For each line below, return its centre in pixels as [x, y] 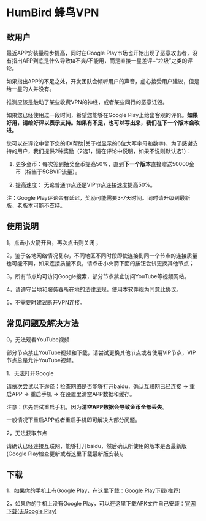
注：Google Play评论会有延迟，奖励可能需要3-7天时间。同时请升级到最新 [98, 198]
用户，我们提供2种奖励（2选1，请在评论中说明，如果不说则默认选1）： [104, 151]
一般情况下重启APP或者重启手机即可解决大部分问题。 [74, 420]
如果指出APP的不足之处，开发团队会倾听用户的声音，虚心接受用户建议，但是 [103, 81]
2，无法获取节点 [27, 433]
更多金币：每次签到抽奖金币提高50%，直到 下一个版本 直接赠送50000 [102, 164]
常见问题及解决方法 [43, 323]
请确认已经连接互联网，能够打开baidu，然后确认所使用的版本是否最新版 [97, 446]
